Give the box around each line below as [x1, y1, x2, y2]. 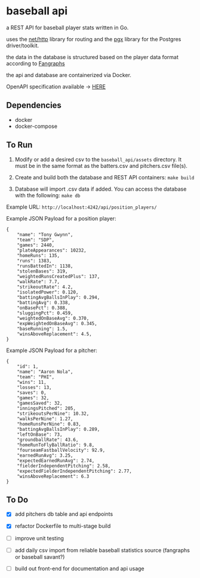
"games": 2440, [17, 242, 55, 248]
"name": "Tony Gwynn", [17, 231, 73, 237]
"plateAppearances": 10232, [17, 247, 87, 253]
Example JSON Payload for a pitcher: [6, 347, 97, 354]
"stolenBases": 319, [17, 268, 68, 274]
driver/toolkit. [6, 42, 39, 49]
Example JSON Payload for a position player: [6, 215, 116, 222]
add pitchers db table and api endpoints [14, 510, 113, 518]
